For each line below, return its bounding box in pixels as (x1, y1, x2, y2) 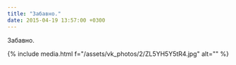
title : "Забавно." (7, 10, 61, 17)
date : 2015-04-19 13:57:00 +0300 (7, 17, 106, 24)
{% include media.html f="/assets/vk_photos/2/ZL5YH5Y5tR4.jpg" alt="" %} (7, 50, 229, 58)
